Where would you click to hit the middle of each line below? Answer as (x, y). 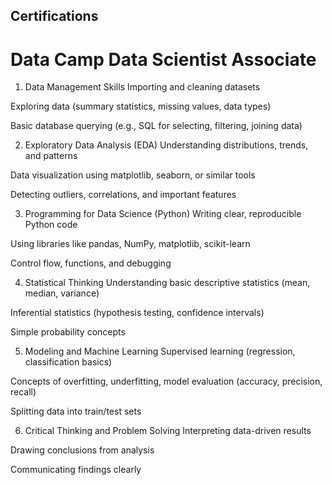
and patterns (51, 156)
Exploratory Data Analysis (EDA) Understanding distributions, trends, (166, 145)
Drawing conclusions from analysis (82, 450)
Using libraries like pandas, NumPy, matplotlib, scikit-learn (130, 244)
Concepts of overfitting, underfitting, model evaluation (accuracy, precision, (166, 381)
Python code (51, 225)
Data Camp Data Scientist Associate (163, 59)
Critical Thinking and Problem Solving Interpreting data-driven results (168, 431)
